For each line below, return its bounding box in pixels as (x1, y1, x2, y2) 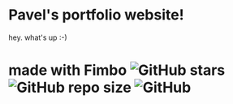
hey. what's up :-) (8, 32, 67, 42)
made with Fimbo (8, 61, 127, 80)
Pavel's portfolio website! (8, 6, 184, 24)
